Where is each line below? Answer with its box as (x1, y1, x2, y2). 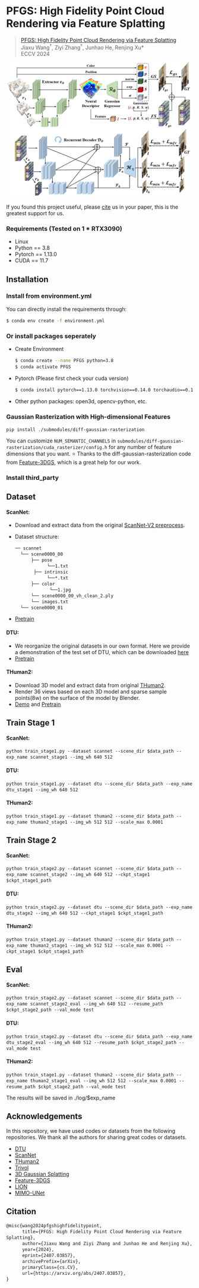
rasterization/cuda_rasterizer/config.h (6, 444, 108, 450)
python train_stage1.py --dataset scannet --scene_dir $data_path (6, 748, 174, 755)
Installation (6, 274, 49, 284)
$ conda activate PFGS (14, 364, 71, 370)
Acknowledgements (6, 1111, 83, 1121)
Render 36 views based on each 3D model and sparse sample (14, 688, 168, 695)
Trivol (14, 1164, 29, 1171)
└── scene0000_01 (20, 605, 64, 611)
